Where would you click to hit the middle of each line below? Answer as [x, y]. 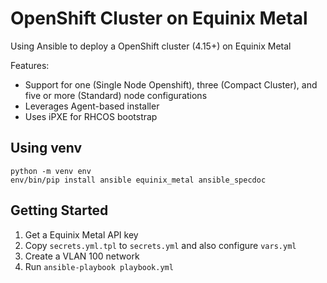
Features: [30, 65]
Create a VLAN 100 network [82, 256]
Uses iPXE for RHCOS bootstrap [91, 116]
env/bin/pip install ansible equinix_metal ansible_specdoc [138, 180]
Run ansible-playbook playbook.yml [99, 266]
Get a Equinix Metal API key [81, 234]
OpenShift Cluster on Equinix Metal [159, 18]
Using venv [46, 148]
